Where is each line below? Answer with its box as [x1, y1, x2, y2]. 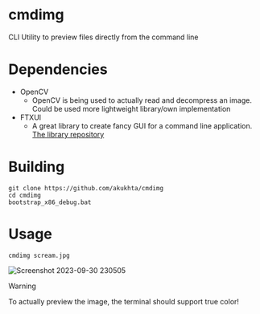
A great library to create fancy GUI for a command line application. [31, 120, 253, 130]
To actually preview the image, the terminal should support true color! [8, 296, 240, 306]
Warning [8, 281, 36, 291]
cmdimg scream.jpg [8, 251, 70, 259]
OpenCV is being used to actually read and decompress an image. [31, 95, 252, 105]
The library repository [31, 129, 105, 139]
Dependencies [8, 60, 108, 79]
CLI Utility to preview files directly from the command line [8, 32, 199, 42]
